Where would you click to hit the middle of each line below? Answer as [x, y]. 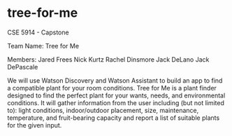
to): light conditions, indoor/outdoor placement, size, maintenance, [103, 110]
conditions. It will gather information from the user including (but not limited [116, 102]
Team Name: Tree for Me [43, 46]
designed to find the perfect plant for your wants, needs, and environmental [116, 95]
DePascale [23, 67]
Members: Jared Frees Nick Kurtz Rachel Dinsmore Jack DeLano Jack [108, 59]
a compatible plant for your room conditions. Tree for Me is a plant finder [112, 88]
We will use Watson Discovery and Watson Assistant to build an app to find [115, 80]
